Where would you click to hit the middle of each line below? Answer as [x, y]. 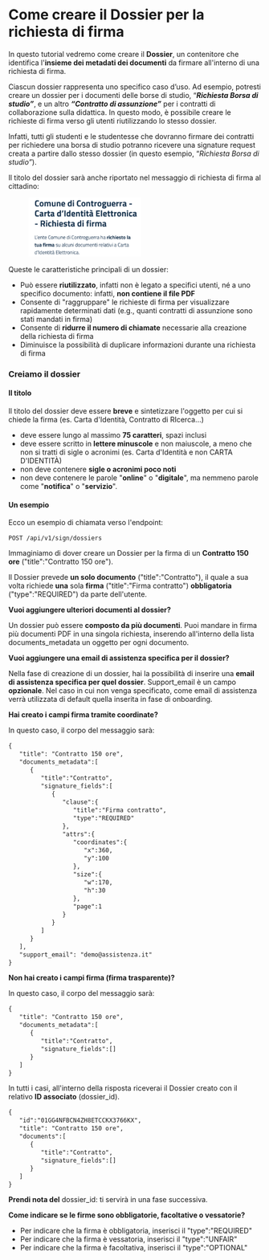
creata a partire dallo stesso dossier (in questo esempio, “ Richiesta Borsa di [134, 153]
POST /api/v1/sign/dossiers [55, 538]
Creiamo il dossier [45, 373]
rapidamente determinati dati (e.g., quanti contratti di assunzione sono [136, 310]
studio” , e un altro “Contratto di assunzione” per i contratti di [112, 104]
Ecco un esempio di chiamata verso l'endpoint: [86, 523]
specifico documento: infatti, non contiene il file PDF [107, 293]
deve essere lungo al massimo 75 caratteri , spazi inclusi [113, 435]
